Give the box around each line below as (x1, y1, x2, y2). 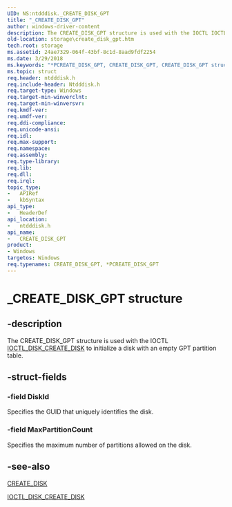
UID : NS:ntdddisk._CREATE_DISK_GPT (7, 10, 110, 17)
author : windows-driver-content (7, 23, 100, 30)
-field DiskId (7, 392, 50, 402)
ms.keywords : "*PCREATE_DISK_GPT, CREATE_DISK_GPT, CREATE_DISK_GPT (7, 62, 209, 68)
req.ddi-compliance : (7, 119, 67, 127)
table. (7, 351, 23, 360)
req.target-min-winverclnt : (7, 94, 88, 101)
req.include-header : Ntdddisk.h (7, 81, 100, 88)
